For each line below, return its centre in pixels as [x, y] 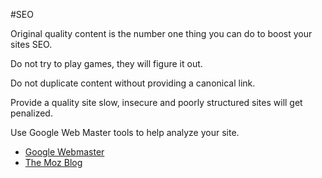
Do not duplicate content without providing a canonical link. [133, 83]
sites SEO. [31, 44]
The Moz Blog [53, 162]
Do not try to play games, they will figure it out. [106, 63]
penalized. [31, 113]
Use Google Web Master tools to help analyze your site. [125, 132]
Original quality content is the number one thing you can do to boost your [161, 33]
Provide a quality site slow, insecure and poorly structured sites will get [156, 102]
